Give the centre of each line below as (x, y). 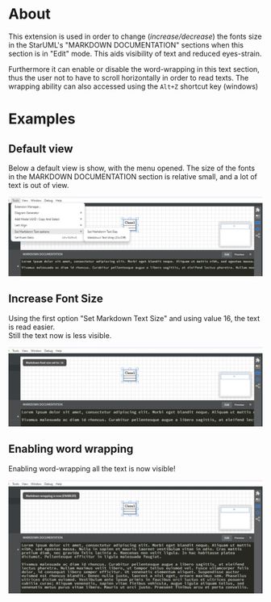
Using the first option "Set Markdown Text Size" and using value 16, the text (134, 318)
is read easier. (31, 327)
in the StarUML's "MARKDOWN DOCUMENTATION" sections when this (126, 44)
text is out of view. (39, 185)
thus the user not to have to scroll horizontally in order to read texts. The (129, 77)
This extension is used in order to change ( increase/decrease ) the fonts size (135, 36)
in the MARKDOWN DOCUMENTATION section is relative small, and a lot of (133, 176)
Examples (42, 119)
